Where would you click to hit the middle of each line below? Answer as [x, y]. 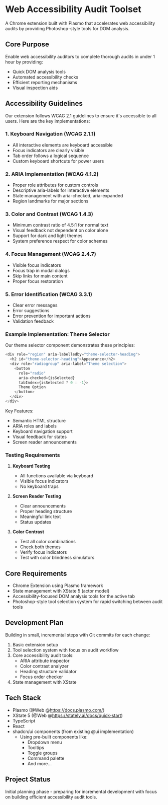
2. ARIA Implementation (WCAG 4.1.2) [52, 174]
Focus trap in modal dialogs [41, 270]
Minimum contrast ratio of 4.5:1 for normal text [60, 225]
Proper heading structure [46, 511]
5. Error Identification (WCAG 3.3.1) [49, 294]
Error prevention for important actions [52, 316]
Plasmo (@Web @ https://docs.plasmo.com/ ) [58, 710]
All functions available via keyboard [57, 476]
